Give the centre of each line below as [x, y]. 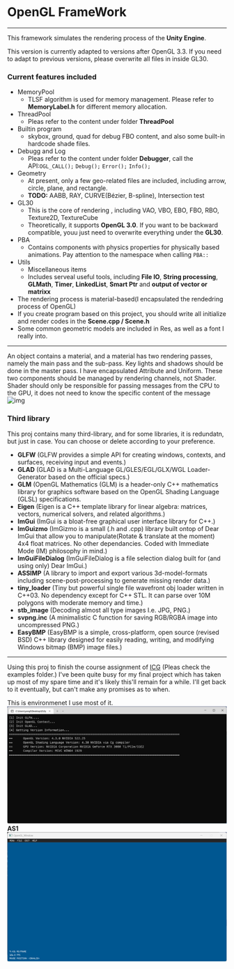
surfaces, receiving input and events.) [72, 462]
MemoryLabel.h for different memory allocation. [97, 107]
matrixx [39, 292]
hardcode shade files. [59, 144]
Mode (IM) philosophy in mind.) [62, 551]
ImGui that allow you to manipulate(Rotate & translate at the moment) [116, 536]
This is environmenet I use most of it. [60, 702]
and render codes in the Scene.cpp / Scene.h [83, 322]
